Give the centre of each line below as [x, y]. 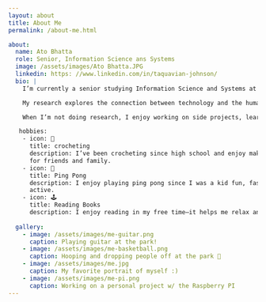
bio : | [26, 81]
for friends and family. [70, 160]
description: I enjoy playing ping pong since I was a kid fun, [137, 183]
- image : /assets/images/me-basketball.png [95, 249]
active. [42, 191]
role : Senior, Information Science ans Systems [95, 59]
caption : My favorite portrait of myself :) [104, 271]
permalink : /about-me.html [53, 30]
